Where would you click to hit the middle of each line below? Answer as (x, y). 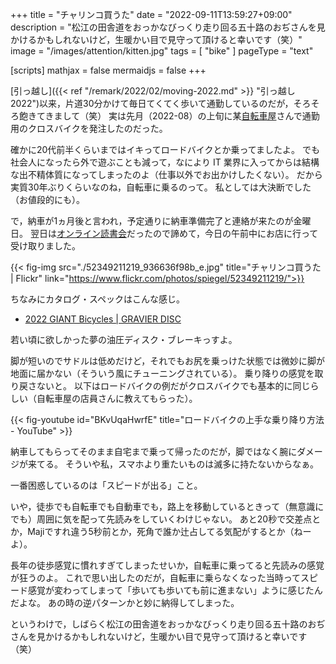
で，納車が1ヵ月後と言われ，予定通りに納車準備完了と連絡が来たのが (152, 221)
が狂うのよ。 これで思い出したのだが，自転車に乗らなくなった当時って (155, 577)
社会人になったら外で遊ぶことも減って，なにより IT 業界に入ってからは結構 (165, 162)
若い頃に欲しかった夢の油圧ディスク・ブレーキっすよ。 (124, 339)
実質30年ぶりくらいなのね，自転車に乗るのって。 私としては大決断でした (161, 187)
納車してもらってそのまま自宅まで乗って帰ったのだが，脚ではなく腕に (154, 451)
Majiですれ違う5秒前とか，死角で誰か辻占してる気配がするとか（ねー (169, 531)
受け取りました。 (45, 246)
